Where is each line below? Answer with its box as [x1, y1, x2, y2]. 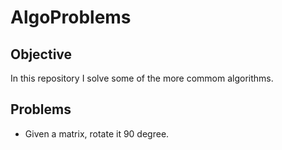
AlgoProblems [10, 6, 132, 29]
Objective [10, 46, 73, 63]
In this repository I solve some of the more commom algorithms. [10, 72, 274, 84]
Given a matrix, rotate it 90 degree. [24, 127, 170, 140]
